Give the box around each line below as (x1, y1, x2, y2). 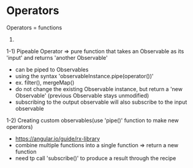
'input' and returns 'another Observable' (6, 54, 108, 61)
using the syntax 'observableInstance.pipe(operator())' (15, 72, 154, 79)
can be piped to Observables (15, 65, 89, 73)
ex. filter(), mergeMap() (15, 79, 75, 86)
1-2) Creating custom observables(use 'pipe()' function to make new (6, 117, 179, 124)
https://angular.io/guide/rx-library (15, 135, 100, 142)
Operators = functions (6, 24, 62, 31)
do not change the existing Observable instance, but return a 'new (15, 85, 183, 92)
